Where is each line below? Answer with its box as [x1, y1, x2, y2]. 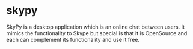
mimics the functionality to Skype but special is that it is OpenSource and [6, 29, 188, 36]
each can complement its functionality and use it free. [6, 36, 140, 43]
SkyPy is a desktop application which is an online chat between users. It [6, 23, 185, 30]
